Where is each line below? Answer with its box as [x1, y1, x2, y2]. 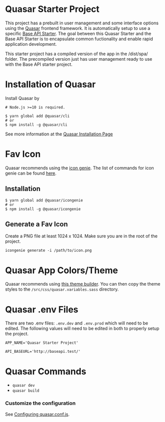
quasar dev [12, 383, 35, 388]
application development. [5, 41, 57, 47]
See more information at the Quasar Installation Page [5, 131, 113, 137]
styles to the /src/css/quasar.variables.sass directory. [5, 286, 119, 292]
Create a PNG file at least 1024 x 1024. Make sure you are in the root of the [5, 233, 158, 239]
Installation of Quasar [5, 79, 96, 90]
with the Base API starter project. [5, 61, 73, 67]
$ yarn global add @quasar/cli [5, 113, 70, 118]
